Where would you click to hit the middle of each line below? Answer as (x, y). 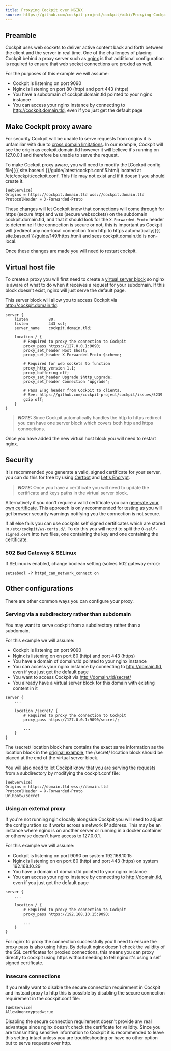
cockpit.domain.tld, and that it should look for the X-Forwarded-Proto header (85, 220)
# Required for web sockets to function (67, 364)
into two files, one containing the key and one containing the (95, 534)
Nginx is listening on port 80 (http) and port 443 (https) (70, 89)
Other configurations (39, 589)
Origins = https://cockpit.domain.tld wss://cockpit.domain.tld (75, 195)
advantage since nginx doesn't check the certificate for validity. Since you (83, 1027)
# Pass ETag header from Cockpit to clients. (73, 390)
